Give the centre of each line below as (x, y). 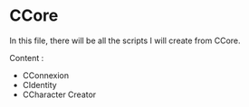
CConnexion (46, 75)
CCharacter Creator (59, 94)
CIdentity (39, 85)
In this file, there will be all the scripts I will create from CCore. (125, 40)
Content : (27, 58)
